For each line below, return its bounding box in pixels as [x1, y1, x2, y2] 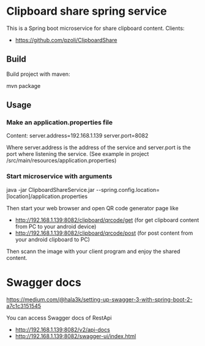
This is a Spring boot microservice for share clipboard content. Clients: [6, 24, 185, 32]
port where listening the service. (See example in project [6, 150, 149, 158]
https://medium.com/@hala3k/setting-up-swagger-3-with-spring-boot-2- [6, 295, 193, 303]
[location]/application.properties [6, 193, 88, 200]
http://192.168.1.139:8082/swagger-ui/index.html [15, 332, 136, 340]
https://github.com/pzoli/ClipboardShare [15, 36, 117, 43]
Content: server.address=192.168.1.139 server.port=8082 [6, 132, 149, 139]
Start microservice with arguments [6, 172, 113, 181]
